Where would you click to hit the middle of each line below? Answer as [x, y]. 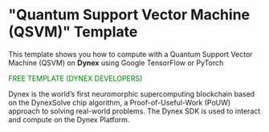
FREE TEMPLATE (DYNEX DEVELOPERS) [75, 78]
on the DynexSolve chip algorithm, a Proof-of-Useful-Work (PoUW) [120, 102]
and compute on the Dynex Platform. [69, 119]
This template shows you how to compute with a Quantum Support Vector [130, 54]
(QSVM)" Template [73, 32]
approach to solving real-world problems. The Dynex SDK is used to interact [134, 111]
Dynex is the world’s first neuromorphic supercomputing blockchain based [132, 93]
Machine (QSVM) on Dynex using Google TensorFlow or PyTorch [116, 63]
